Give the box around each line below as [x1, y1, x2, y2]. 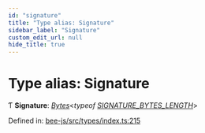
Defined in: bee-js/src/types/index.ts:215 [8, 116, 141, 126]
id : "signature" [8, 11, 61, 20]
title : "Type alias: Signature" [8, 19, 114, 27]
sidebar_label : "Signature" [8, 26, 101, 34]
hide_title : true [8, 41, 65, 49]
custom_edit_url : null [8, 33, 83, 42]
